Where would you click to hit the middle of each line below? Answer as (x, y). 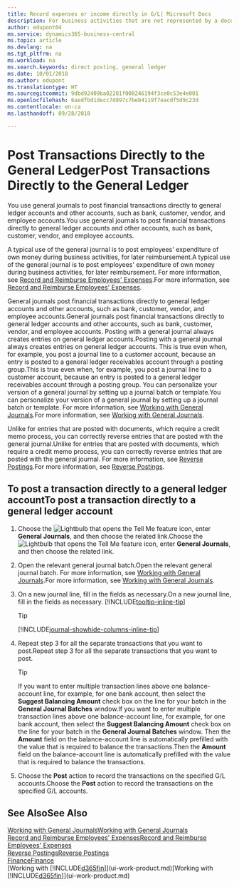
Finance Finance (31, 861)
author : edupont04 (34, 27)
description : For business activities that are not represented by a (113, 21)
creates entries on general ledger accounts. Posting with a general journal (115, 339)
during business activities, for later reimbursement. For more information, (115, 272)
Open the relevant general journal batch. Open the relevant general (115, 565)
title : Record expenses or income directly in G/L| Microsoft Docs (110, 14)
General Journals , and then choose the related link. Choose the (110, 536)
